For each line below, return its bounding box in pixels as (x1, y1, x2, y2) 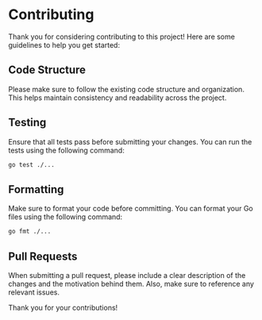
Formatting (8, 183, 64, 196)
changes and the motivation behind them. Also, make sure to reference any (8, 279, 254, 288)
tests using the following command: (8, 145, 125, 155)
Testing (8, 116, 47, 129)
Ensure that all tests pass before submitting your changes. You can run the (8, 137, 252, 146)
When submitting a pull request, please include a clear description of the (8, 270, 246, 280)
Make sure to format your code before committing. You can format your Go (8, 204, 253, 214)
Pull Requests (8, 249, 78, 263)
